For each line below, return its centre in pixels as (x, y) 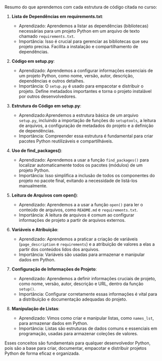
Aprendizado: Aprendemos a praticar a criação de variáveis (78, 239)
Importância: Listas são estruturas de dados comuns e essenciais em (88, 328)
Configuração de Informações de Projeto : (54, 269)
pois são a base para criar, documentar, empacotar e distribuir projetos (75, 348)
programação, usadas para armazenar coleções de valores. (78, 334)
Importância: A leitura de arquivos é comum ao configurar (76, 215)
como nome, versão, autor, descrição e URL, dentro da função (81, 284)
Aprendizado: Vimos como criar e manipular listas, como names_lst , (86, 318)
